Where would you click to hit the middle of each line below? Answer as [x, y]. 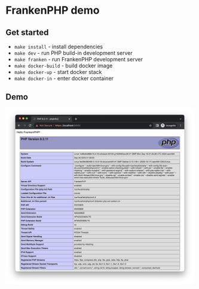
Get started [27, 32]
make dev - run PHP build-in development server [73, 53]
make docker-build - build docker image [63, 66]
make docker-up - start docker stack [58, 72]
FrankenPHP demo [53, 10]
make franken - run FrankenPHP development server [78, 59]
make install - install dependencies [58, 46]
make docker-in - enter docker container [64, 78]
